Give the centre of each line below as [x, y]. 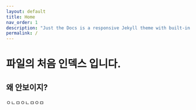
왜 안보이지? [27, 87]
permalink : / [22, 33]
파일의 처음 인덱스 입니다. [64, 64]
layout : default [26, 11]
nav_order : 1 [22, 22]
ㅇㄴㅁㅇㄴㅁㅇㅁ [25, 102]
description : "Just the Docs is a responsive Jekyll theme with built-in [98, 28]
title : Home [21, 17]
